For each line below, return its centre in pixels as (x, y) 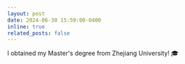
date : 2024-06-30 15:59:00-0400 (54, 20)
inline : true (26, 26)
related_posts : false (39, 33)
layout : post (26, 14)
